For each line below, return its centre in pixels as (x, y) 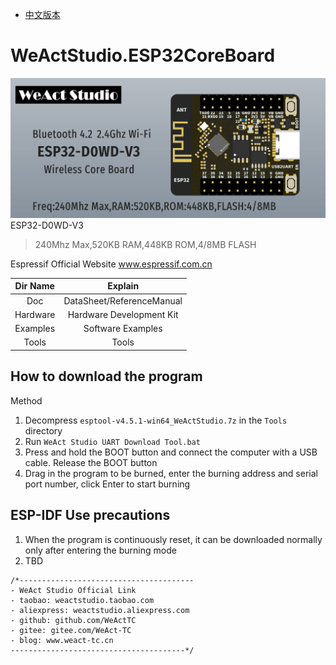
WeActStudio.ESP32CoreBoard (143, 55)
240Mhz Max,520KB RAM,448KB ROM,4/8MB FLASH (145, 244)
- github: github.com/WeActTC (73, 620)
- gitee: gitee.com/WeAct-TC (71, 630)
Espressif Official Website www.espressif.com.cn (111, 264)
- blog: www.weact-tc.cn (62, 640)
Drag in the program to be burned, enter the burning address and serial (171, 473)
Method (26, 400)
